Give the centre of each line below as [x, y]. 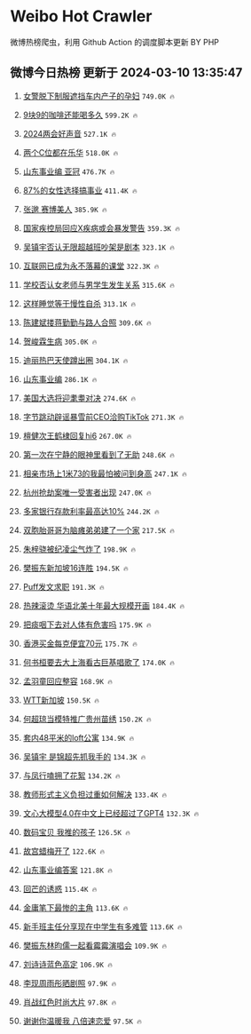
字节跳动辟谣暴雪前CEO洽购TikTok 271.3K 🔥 [103, 417]
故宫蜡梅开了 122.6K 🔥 [64, 851]
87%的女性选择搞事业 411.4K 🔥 [80, 190]
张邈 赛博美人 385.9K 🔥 [65, 209]
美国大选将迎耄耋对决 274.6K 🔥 [79, 398]
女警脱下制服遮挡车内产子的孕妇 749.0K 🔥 [99, 96]
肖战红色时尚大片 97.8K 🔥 [70, 1002]
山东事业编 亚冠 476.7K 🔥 [69, 171]
